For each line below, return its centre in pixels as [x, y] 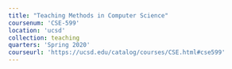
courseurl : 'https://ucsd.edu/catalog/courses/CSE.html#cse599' [117, 52]
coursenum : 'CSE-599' [44, 23]
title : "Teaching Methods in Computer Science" [89, 15]
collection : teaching [44, 38]
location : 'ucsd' [37, 30]
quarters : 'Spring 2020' [49, 45]
